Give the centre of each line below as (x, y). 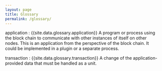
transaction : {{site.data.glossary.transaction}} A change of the (68, 58)
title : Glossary (22, 14)
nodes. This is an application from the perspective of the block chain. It (77, 43)
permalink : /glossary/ (28, 19)
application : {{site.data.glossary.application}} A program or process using (80, 33)
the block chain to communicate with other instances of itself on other (76, 38)
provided (14, 63)
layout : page (18, 10)
